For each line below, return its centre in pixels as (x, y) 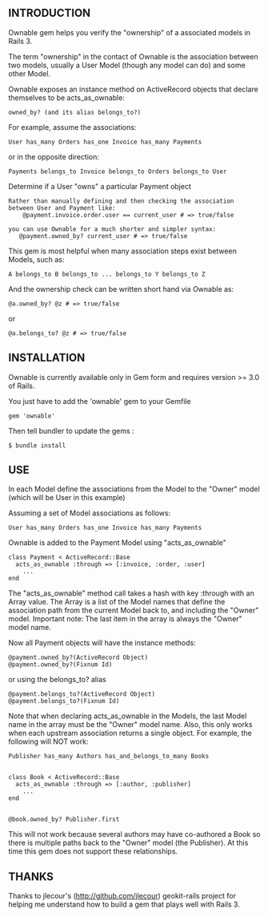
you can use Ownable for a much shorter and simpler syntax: (112, 229)
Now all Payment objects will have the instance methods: (102, 643)
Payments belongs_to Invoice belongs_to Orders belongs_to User (118, 172)
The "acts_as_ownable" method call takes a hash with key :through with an (131, 593)
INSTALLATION (47, 358)
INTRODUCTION (50, 13)
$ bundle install (37, 445)
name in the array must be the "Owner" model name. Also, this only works (130, 725)
